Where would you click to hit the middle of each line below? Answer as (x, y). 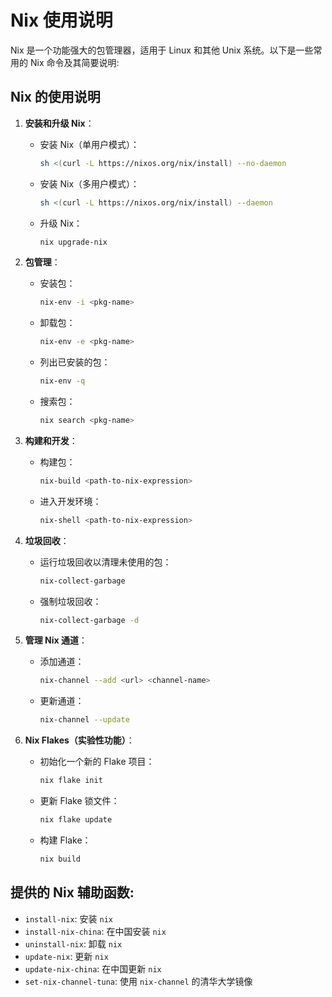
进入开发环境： (70, 501)
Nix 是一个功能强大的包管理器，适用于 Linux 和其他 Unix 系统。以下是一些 (162, 50)
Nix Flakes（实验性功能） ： (79, 740)
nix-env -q (62, 381)
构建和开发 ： (51, 440)
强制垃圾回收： (70, 601)
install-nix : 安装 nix (68, 918)
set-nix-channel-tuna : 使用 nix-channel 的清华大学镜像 (138, 981)
